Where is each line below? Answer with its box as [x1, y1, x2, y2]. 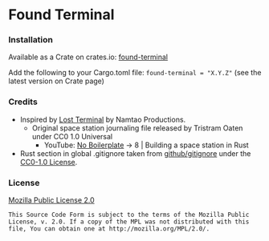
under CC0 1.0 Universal [31, 131, 113, 141]
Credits [8, 96, 38, 107]
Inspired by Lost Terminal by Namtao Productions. [19, 114, 186, 124]
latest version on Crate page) [8, 76, 104, 86]
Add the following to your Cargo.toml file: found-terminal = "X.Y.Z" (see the [8, 68, 262, 78]
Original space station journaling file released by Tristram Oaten [31, 123, 243, 133]
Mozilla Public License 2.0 [8, 195, 95, 205]
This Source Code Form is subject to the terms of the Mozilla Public [8, 211, 250, 219]
